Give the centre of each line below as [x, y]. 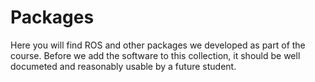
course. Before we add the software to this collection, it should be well [155, 55]
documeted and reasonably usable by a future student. [123, 66]
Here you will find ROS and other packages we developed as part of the [158, 45]
